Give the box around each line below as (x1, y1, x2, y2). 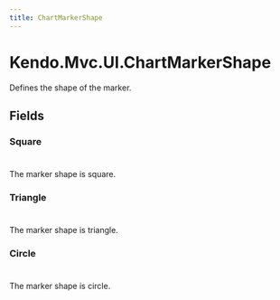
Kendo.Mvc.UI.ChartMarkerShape (9, 52, 272, 72)
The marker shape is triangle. (9, 225, 119, 236)
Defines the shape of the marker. (9, 82, 132, 93)
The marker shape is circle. (9, 281, 111, 292)
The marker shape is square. (9, 169, 117, 180)
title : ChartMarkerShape (9, 13, 103, 23)
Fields (9, 108, 45, 123)
